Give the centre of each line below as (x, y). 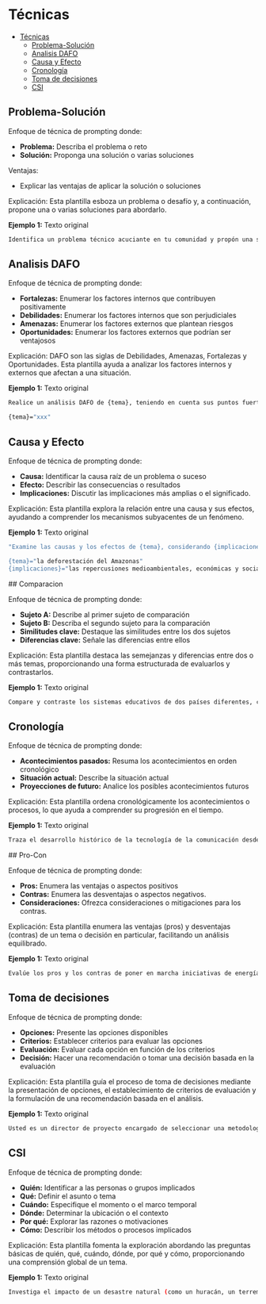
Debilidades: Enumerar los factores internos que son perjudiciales (128, 316)
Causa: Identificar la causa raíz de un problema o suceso (113, 476)
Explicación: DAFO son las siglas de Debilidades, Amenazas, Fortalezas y (127, 356)
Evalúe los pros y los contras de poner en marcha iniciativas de (120, 973)
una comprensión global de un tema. (68, 1262)
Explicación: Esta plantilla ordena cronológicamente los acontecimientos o (129, 802)
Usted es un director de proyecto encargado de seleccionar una (116, 1128)
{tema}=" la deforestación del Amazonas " (76, 561)
